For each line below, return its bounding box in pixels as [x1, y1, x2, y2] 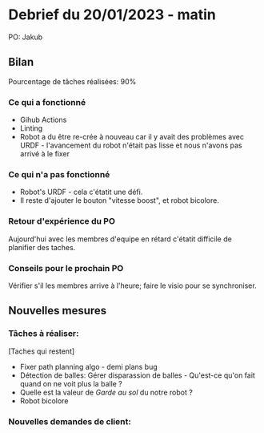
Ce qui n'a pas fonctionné [8, 168, 110, 180]
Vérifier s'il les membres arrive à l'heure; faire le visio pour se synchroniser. [8, 281, 258, 290]
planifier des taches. [8, 242, 76, 252]
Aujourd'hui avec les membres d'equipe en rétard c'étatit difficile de [8, 234, 232, 244]
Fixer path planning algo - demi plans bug [19, 362, 158, 371]
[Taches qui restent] [8, 346, 75, 356]
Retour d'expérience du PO [8, 216, 116, 227]
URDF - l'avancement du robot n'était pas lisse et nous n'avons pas [19, 140, 242, 150]
